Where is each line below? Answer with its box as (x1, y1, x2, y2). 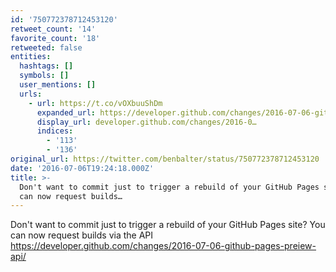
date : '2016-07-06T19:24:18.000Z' (10, 163, 155, 173)
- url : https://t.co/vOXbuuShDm (28, 98, 163, 108)
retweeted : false (10, 42, 83, 53)
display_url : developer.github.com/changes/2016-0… (36, 117, 257, 127)
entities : (10, 52, 52, 62)
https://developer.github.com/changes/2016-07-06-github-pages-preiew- (10, 240, 317, 252)
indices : (36, 126, 74, 136)
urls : (19, 89, 43, 99)
